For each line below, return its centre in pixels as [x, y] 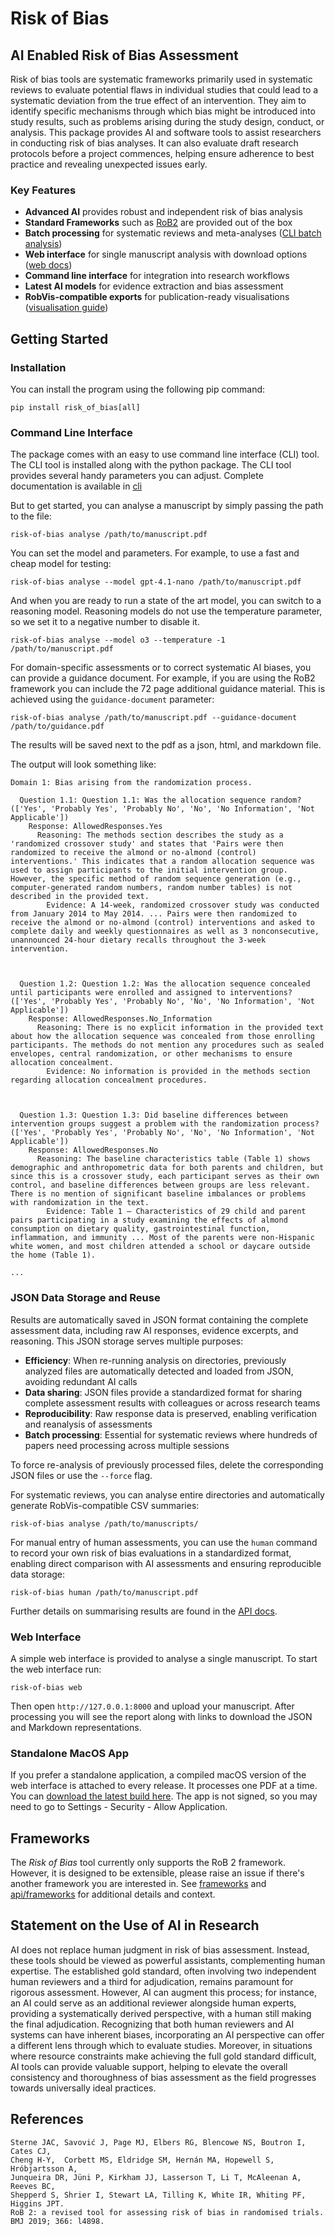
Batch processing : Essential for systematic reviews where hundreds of [171, 1434]
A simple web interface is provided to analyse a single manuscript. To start [164, 1658]
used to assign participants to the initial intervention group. [149, 870]
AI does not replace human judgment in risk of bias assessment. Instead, [160, 1949]
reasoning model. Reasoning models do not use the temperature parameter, [166, 611]
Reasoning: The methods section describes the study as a [160, 835]
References [47, 2119]
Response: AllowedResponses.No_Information [120, 1019]
